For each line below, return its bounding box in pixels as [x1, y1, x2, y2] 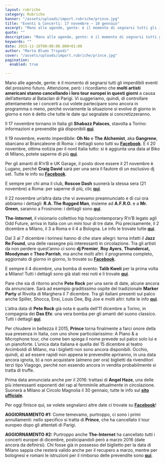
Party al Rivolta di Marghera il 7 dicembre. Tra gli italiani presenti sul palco [5, 291, 156, 297]
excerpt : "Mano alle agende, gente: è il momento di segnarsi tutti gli [5, 26, 157, 30]
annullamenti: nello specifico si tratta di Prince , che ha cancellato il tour [5, 417, 150, 423]
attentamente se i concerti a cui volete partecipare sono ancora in [5, 101, 138, 107]
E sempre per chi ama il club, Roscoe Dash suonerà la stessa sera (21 [5, 180, 146, 187]
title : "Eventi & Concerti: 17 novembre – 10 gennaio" [5, 21, 120, 26]
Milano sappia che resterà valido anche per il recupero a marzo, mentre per [5, 447, 158, 453]
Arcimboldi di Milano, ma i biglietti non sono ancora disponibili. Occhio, [5, 347, 149, 352]
